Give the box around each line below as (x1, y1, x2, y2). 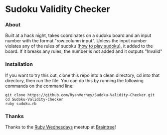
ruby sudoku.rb (5, 101, 37, 106)
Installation (5, 61, 33, 68)
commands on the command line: (5, 83, 74, 89)
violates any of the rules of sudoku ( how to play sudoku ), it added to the (5, 43, 153, 49)
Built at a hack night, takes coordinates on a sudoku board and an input (5, 32, 152, 38)
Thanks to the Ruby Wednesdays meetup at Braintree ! (5, 124, 116, 130)
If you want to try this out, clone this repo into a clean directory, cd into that (5, 72, 160, 78)
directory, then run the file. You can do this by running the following (5, 77, 144, 83)
